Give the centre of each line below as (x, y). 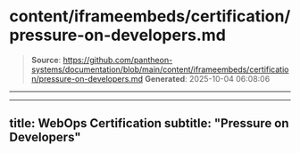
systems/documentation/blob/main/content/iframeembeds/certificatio (160, 69)
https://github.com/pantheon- (118, 60)
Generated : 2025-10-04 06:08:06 (207, 78)
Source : (46, 60)
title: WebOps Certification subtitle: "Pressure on (149, 123)
